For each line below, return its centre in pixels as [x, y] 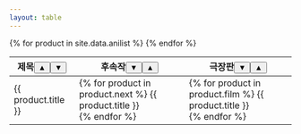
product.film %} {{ [226, 94]
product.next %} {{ [118, 94]
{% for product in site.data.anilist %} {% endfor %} [103, 43]
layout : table [36, 17]
